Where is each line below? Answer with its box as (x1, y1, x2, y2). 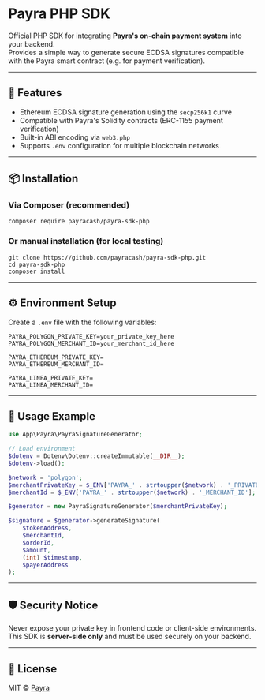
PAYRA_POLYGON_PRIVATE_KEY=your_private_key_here (8, 332, 175, 340)
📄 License (8, 662, 58, 676)
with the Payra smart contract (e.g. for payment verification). (8, 56, 205, 66)
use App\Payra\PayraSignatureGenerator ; (8, 431, 144, 439)
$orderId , (22, 538, 55, 547)
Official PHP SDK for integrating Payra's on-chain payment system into (8, 31, 242, 40)
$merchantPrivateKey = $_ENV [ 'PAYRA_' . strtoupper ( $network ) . (8, 481, 224, 489)
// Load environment (8, 445, 77, 453)
